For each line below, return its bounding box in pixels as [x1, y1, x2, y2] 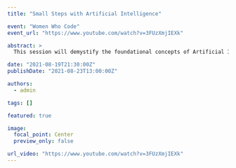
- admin [13, 87, 37, 94]
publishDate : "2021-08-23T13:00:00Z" [7, 68, 118, 75]
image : [7, 125, 27, 132]
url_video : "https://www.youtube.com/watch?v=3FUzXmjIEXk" [7, 150, 184, 157]
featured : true [7, 112, 52, 119]
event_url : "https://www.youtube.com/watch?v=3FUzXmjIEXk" [7, 29, 184, 36]
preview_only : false [13, 138, 74, 145]
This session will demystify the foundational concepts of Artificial [13, 48, 225, 56]
